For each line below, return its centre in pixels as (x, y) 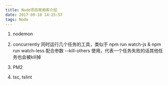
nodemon (23, 34)
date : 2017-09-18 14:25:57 (34, 15)
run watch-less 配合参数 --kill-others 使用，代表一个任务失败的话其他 (86, 51)
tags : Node (17, 19)
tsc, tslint (22, 77)
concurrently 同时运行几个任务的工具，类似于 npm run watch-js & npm (87, 44)
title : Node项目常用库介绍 (31, 10)
